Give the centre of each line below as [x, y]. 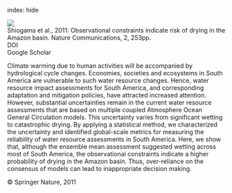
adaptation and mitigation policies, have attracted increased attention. [107, 95]
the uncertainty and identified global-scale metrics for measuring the [106, 132]
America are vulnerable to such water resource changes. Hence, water [108, 80]
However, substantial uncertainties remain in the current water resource [109, 102]
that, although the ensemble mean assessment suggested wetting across [112, 147]
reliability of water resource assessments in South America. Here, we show [114, 139]
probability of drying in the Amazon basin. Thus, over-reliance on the [106, 161]
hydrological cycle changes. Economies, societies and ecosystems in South [115, 73]
